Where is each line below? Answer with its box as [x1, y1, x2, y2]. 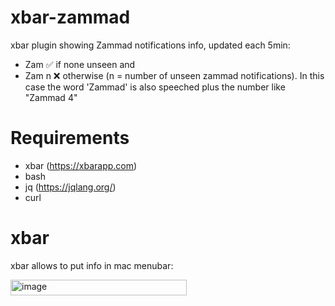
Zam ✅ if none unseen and [24, 58, 136, 70]
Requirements [10, 127, 130, 150]
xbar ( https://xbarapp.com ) [24, 159, 138, 171]
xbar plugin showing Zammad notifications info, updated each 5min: [10, 39, 291, 51]
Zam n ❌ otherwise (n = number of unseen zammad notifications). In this [24, 69, 325, 81]
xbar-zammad [10, 6, 131, 29]
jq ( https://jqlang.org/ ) [24, 181, 117, 193]
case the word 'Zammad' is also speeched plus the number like [24, 81, 286, 93]
